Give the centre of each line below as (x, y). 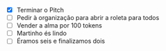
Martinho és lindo (42, 33)
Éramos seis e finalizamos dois (61, 41)
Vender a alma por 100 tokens (59, 25)
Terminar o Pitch (40, 10)
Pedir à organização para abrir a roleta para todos (88, 18)
